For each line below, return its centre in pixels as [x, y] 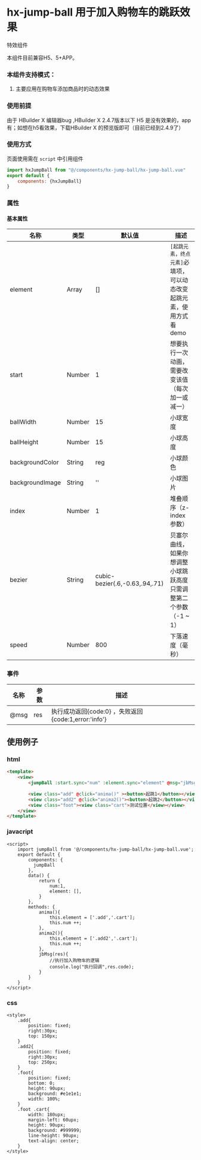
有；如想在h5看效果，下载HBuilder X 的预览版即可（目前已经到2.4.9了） [95, 127]
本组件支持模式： [31, 74]
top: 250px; [43, 1062]
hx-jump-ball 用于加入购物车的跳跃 [93, 12]
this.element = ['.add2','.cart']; [93, 938]
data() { [39, 875]
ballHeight [24, 442]
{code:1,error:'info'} [79, 719]
